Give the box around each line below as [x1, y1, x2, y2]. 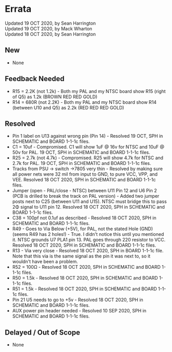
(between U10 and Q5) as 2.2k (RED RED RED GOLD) [12, 104, 124, 110]
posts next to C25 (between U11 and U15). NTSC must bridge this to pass [12, 198, 167, 205]
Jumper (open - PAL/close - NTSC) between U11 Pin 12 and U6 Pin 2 [12, 188, 157, 194]
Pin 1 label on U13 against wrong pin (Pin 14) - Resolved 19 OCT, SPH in [12, 133, 163, 139]
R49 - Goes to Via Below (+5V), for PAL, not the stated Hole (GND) [12, 226, 154, 232]
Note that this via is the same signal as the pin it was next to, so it [12, 253, 151, 260]
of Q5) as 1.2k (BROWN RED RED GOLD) [12, 94, 98, 100]
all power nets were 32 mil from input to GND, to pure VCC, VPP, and [12, 171, 158, 177]
